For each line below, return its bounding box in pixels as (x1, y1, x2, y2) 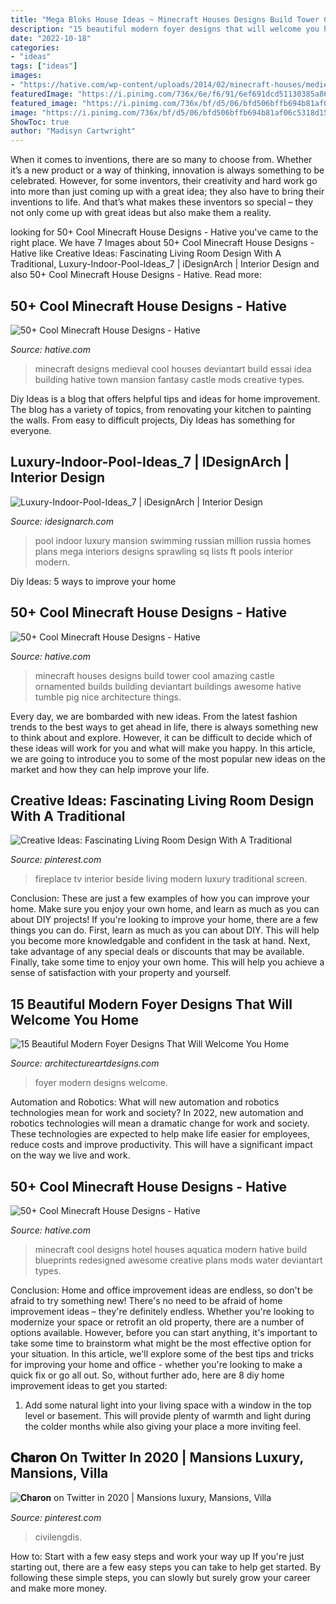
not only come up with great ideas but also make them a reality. (10, 207, 272, 219)
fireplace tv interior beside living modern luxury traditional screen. (34, 873, 308, 885)
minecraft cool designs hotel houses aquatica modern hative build (34, 1244, 308, 1255)
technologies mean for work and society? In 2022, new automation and (10, 1107, 304, 1119)
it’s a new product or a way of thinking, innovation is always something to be (10, 164, 325, 176)
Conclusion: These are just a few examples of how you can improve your (10, 892, 310, 905)
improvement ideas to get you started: (10, 1380, 168, 1391)
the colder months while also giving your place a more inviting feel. (24, 1421, 302, 1432)
